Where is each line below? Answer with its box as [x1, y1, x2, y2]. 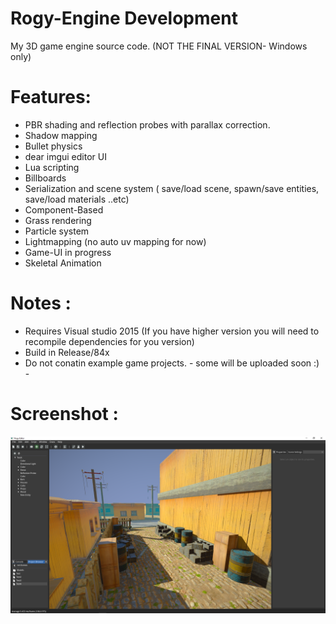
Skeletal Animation [24, 257, 102, 269]
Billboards [24, 172, 67, 184]
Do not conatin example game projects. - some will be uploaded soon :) [24, 357, 320, 369]
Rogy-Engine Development [10, 7, 238, 30]
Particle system [24, 225, 90, 237]
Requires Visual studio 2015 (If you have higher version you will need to [24, 325, 320, 337]
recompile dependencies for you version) [24, 335, 195, 347]
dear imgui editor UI [24, 150, 107, 162]
